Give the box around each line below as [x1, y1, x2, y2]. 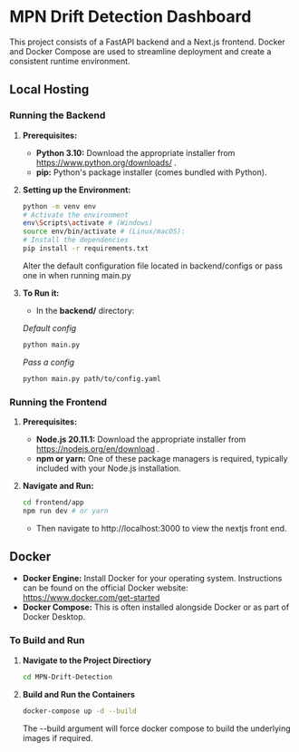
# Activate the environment [22, 210, 129, 220]
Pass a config [22, 356, 75, 367]
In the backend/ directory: [35, 305, 135, 316]
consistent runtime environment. [9, 55, 130, 66]
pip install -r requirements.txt [22, 244, 149, 253]
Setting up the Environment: [22, 184, 131, 195]
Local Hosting [9, 82, 90, 97]
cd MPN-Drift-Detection [22, 672, 113, 681]
